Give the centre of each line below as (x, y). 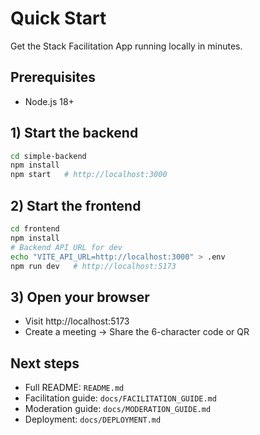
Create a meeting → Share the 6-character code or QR (137, 332)
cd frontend (35, 229)
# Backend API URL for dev (66, 247)
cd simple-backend (48, 156)
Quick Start (58, 18)
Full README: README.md (74, 387)
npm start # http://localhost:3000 (89, 175)
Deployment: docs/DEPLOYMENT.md (93, 419)
